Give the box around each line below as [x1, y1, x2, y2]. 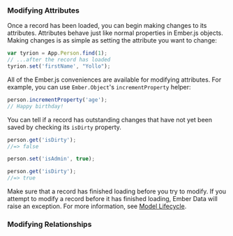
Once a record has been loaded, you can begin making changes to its [7, 22, 207, 30]
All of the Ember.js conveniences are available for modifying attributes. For [7, 75, 222, 84]
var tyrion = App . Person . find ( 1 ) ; [7, 50, 108, 57]
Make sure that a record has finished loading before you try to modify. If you [7, 187, 227, 196]
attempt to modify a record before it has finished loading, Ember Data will [7, 195, 218, 203]
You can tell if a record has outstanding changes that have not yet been [7, 115, 213, 124]
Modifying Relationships [7, 219, 92, 229]
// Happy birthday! [7, 103, 64, 110]
